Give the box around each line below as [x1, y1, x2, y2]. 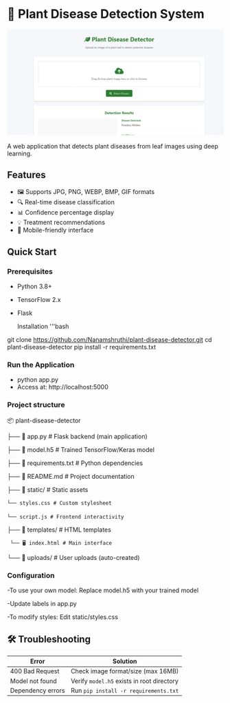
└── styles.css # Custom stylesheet [7, 499, 112, 506]
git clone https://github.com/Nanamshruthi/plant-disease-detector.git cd [7, 336, 212, 344]
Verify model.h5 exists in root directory [71, 677, 179, 685]
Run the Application [7, 360, 75, 369]
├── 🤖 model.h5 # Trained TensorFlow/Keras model [7, 445, 154, 453]
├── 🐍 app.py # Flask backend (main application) [7, 432, 148, 440]
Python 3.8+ [16, 282, 53, 291]
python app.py [16, 376, 58, 384]
